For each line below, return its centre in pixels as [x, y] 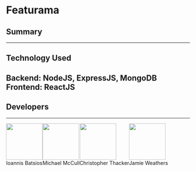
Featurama [33, 10]
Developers [27, 107]
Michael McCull [61, 163]
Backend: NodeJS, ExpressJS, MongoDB [82, 78]
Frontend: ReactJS [41, 87]
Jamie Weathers [148, 163]
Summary [24, 32]
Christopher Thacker [104, 163]
